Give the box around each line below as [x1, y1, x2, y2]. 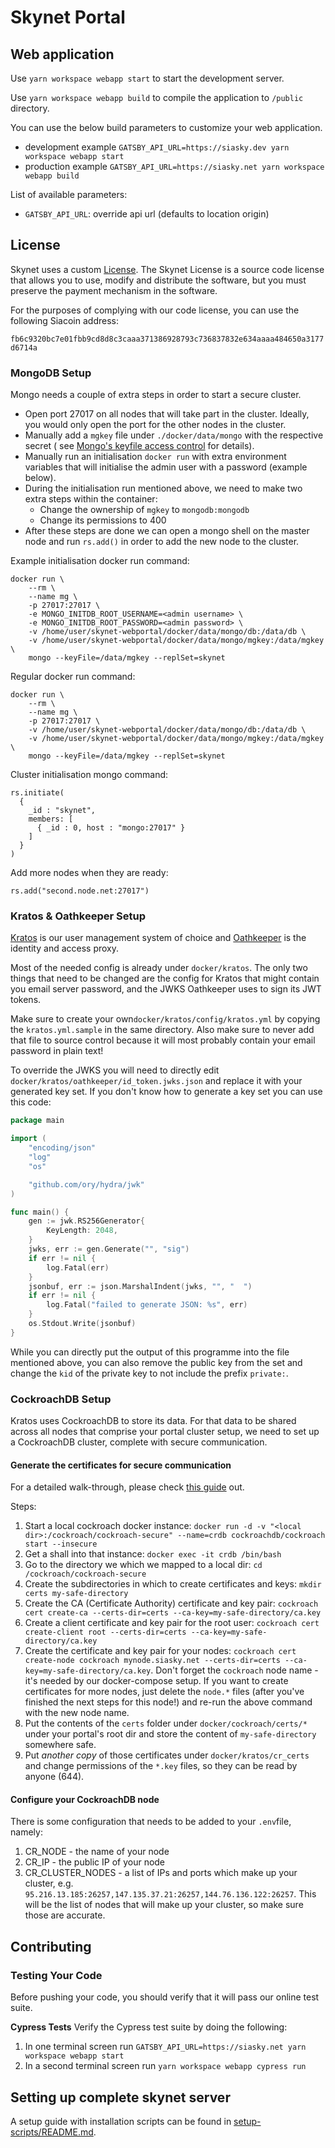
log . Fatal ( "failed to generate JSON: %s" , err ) [46, 1300, 248, 1310]
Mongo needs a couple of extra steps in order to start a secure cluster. [10, 389, 302, 401]
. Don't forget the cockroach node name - [150, 1664, 319, 1676]
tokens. [10, 994, 42, 1006]
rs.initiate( [10, 788, 65, 798]
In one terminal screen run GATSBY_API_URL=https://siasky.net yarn [24, 2041, 307, 2053]
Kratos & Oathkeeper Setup [10, 909, 146, 923]
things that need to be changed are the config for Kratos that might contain [10, 972, 320, 985]
